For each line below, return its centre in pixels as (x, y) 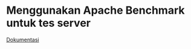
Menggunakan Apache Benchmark (95, 10)
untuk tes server (48, 23)
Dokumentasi (23, 39)
